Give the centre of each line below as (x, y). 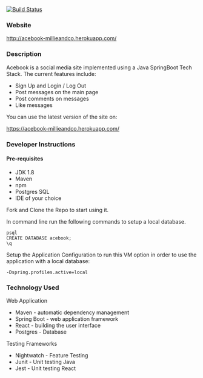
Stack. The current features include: (51, 74)
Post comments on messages (52, 98)
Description (24, 54)
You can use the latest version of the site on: (62, 117)
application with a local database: (48, 261)
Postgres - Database (41, 332)
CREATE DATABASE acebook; (39, 238)
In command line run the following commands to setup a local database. (96, 221)
